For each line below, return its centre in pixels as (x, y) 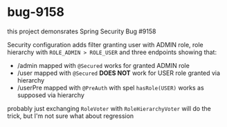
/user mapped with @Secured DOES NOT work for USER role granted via (118, 73)
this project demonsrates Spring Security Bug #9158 (82, 31)
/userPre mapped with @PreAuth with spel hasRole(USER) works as (110, 87)
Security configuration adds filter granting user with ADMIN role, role (106, 44)
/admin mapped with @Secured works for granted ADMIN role (103, 65)
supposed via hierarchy (51, 95)
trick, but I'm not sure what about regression (71, 116)
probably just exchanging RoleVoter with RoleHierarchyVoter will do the (109, 108)
